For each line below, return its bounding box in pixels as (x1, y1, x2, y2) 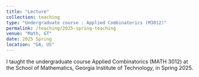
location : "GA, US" (6, 42, 55, 48)
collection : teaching (6, 14, 60, 20)
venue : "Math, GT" (6, 31, 52, 37)
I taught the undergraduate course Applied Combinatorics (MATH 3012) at (6, 57, 188, 65)
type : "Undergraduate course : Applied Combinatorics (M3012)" (6, 20, 167, 25)
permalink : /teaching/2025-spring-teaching (6, 25, 117, 31)
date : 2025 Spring (6, 36, 52, 42)
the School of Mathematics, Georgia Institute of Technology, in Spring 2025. (6, 64, 194, 71)
